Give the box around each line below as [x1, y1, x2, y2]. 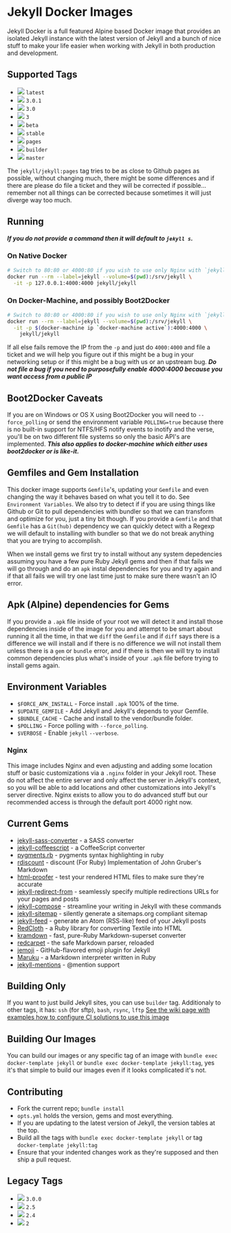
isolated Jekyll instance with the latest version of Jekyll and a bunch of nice [7, 34, 221, 42]
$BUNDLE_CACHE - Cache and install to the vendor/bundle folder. [16, 714, 194, 722]
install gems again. [7, 661, 60, 669]
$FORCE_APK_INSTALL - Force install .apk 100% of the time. [16, 699, 179, 707]
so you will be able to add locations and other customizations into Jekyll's [7, 783, 217, 791]
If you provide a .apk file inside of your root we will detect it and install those [7, 617, 223, 625]
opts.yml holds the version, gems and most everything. [16, 1112, 174, 1120]
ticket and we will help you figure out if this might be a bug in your [7, 350, 194, 358]
